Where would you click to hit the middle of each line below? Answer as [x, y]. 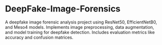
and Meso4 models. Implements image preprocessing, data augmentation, [80, 27]
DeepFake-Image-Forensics [63, 9]
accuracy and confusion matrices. [39, 37]
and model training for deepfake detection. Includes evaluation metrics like [80, 32]
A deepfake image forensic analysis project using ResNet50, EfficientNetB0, [81, 22]
